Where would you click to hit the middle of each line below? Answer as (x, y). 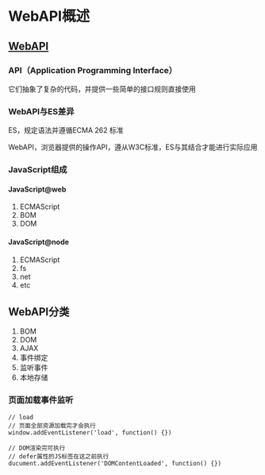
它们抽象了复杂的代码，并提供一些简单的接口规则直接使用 (102, 89)
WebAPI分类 (39, 312)
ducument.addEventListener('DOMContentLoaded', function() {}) (115, 463)
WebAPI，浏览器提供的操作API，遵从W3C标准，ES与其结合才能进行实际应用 (133, 147)
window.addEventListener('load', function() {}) (90, 433)
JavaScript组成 (38, 170)
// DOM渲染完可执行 (37, 448)
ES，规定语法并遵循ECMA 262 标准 (66, 130)
